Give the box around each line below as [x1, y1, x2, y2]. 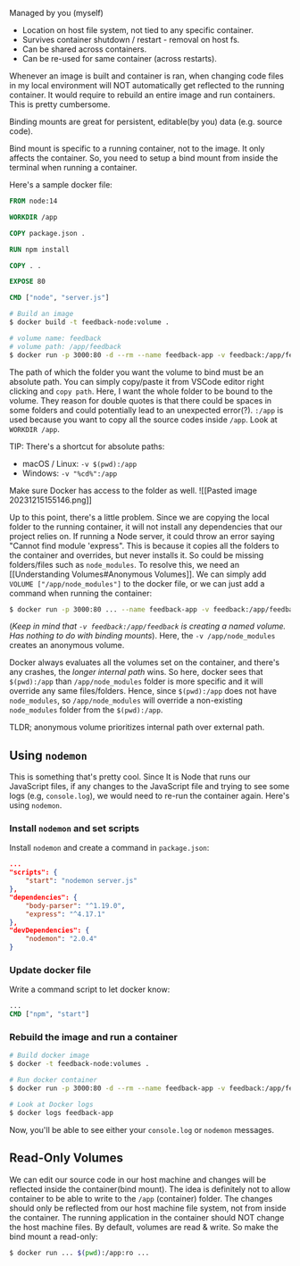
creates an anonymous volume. [9, 640, 125, 651]
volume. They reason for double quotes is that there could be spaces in [9, 395, 272, 405]
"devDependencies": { [9, 926, 90, 936]
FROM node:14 [9, 196, 58, 205]
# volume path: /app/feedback [9, 342, 122, 351]
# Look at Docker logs [9, 1100, 94, 1109]
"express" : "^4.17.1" [25, 910, 105, 919]
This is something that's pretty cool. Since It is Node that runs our [9, 771, 251, 782]
